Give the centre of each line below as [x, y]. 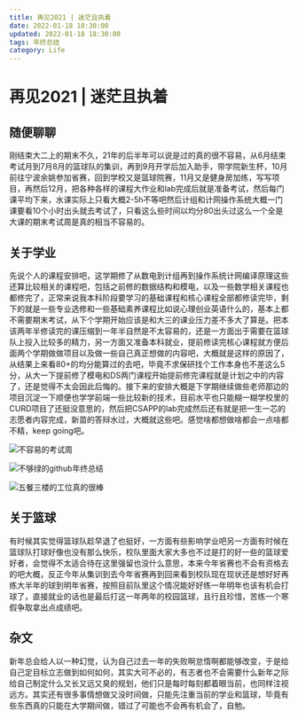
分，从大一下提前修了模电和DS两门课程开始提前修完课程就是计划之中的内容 [147, 375]
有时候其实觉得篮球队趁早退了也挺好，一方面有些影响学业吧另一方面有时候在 [149, 541]
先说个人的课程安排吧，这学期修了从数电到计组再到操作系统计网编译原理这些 [149, 275]
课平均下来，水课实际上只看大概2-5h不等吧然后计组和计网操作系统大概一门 [146, 199]
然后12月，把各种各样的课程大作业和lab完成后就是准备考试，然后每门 [159, 189]
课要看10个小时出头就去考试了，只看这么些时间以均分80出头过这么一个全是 [146, 211]
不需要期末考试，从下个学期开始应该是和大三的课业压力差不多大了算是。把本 [149, 319]
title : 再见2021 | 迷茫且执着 [60, 17]
